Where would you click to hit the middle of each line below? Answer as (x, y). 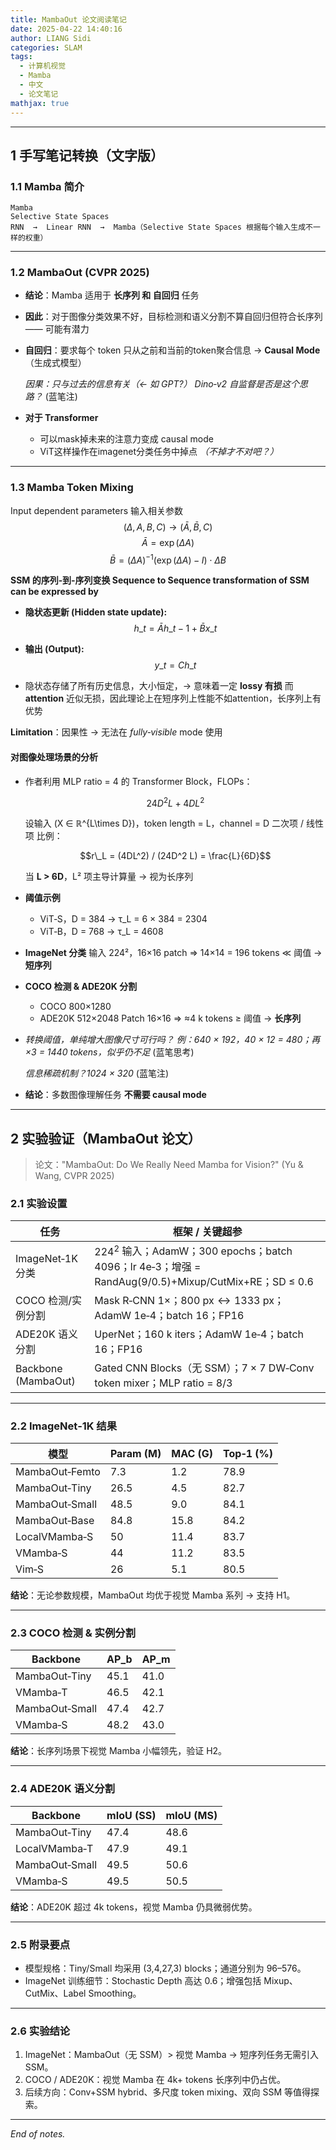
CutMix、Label (55, 1993)
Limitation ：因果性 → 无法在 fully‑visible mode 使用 (116, 732)
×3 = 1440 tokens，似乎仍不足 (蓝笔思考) (109, 1052)
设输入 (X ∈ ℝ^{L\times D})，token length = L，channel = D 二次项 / (164, 823)
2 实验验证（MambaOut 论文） (106, 1138)
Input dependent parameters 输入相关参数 (96, 510)
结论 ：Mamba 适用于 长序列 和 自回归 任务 (112, 295)
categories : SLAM (46, 47)
